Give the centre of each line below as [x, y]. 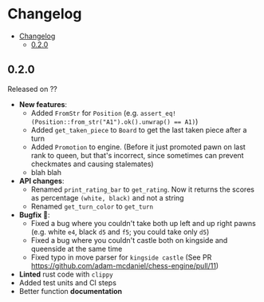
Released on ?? [32, 89]
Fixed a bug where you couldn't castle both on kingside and [129, 240]
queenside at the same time [77, 248]
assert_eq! [158, 113]
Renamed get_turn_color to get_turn [92, 206]
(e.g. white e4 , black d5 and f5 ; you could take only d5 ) [120, 232]
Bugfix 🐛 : [34, 215]
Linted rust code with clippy [66, 274]
